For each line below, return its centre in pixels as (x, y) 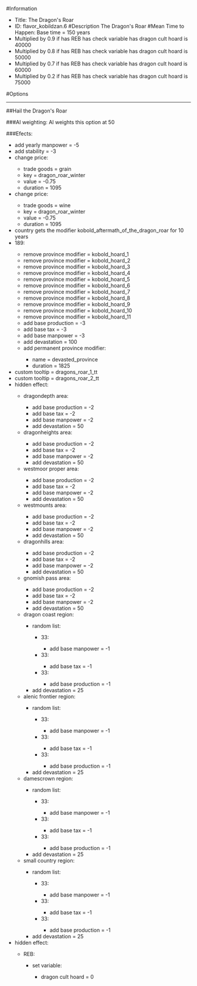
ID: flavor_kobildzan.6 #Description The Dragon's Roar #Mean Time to (99, 26)
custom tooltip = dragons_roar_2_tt (57, 378)
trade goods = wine (47, 205)
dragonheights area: (48, 432)
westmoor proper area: (51, 469)
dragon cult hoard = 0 (67, 977)
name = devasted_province (65, 359)
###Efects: (19, 134)
